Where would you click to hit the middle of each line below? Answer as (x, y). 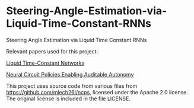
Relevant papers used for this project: (52, 51)
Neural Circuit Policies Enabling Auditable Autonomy (70, 74)
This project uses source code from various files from (72, 86)
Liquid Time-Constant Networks (45, 63)
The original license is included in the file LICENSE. (68, 99)
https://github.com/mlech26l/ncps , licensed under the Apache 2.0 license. (97, 92)
